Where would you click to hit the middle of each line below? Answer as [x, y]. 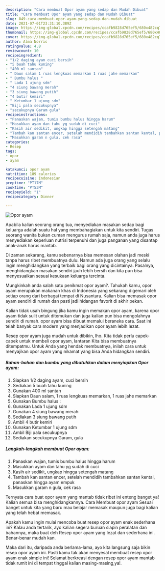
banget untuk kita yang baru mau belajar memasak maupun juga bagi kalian [82, 507]
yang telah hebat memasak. [34, 513]
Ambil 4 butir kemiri [33, 422]
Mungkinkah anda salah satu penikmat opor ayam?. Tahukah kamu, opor [79, 285]
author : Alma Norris [27, 42]
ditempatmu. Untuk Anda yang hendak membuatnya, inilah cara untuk [76, 346]
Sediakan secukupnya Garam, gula [48, 437]
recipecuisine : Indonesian [33, 178]
